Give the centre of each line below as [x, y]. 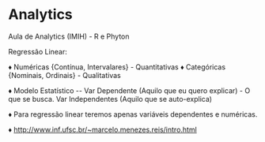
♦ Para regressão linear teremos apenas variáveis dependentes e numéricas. [133, 114]
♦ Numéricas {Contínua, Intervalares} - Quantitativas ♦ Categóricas [117, 67]
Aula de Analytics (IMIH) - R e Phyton [69, 36]
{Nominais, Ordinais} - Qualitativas [64, 75]
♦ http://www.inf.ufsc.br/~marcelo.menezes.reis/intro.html [103, 129]
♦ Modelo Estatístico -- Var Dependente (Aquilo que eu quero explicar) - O [129, 90]
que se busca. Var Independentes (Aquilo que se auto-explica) [110, 99]
